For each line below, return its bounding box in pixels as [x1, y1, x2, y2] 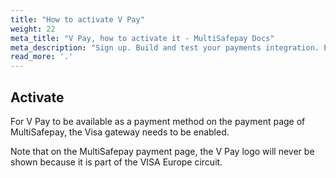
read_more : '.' [10, 52, 74, 62]
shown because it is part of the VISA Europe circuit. [10, 156, 223, 168]
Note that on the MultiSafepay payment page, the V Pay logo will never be [10, 145, 315, 157]
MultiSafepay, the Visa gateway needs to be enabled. [10, 126, 230, 138]
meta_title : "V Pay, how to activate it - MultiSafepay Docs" [10, 33, 275, 43]
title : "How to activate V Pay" [10, 14, 145, 25]
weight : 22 [10, 24, 56, 34]
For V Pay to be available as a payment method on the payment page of [10, 115, 306, 127]
